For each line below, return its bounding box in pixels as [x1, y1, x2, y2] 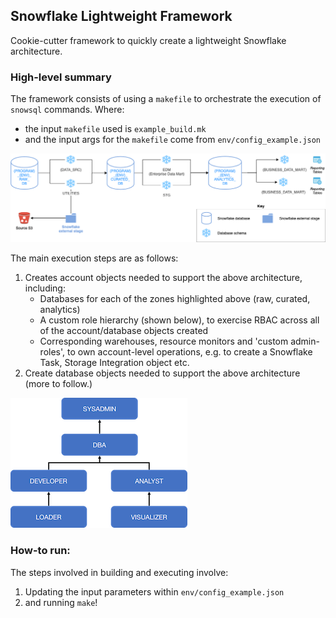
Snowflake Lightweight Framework [10, 8, 233, 25]
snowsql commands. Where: [10, 104, 125, 116]
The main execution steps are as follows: [10, 252, 179, 264]
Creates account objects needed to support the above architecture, [24, 272, 303, 284]
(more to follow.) [24, 378, 93, 390]
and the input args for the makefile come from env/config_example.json [24, 134, 322, 146]
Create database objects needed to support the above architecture [24, 367, 301, 379]
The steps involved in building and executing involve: [10, 566, 229, 578]
